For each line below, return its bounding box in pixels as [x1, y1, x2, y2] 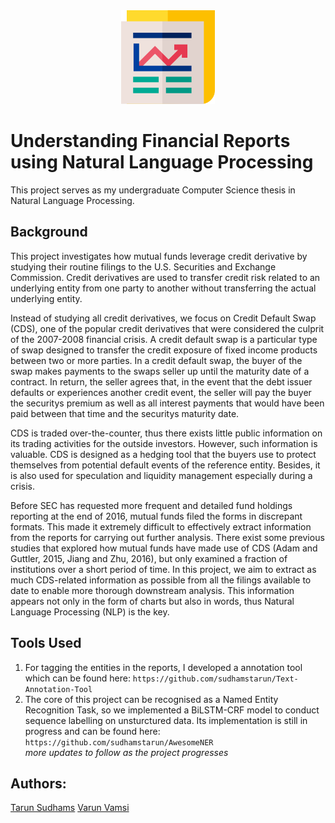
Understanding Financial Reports [10, 130, 291, 153]
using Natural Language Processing [10, 151, 314, 174]
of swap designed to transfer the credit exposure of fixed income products [10, 344, 318, 356]
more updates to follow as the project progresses [24, 746, 229, 758]
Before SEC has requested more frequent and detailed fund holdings [10, 499, 293, 511]
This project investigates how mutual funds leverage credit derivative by [10, 250, 308, 262]
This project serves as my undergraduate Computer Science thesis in [10, 184, 296, 196]
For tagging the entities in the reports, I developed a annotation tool [24, 661, 303, 673]
